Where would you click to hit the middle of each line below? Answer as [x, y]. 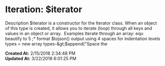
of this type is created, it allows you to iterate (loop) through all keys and [79, 28]
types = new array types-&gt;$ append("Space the [56, 44]
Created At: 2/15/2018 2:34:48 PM [40, 53]
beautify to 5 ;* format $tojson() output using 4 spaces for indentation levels [83, 39]
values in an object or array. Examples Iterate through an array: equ [74, 33]
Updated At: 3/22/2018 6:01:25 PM [41, 58]
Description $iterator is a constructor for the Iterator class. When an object [81, 23]
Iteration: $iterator [44, 10]
